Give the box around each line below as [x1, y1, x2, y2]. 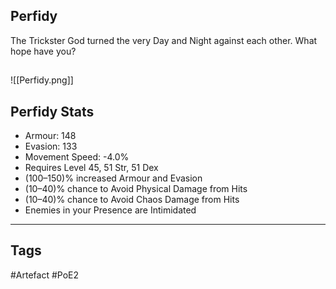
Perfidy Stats [10, 103, 95, 120]
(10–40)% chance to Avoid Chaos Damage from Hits [24, 194, 240, 206]
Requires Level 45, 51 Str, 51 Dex [24, 162, 159, 174]
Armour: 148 [24, 130, 77, 142]
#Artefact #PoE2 [10, 269, 80, 281]
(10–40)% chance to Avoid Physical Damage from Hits [24, 183, 248, 195]
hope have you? [10, 45, 77, 57]
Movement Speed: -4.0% [24, 151, 130, 163]
